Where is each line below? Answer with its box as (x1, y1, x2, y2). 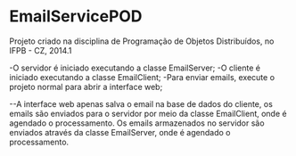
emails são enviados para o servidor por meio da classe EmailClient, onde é (9, 108, 287, 119)
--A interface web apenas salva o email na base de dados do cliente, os (9, 98, 274, 109)
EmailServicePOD (9, 6, 143, 27)
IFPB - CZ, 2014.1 (9, 45, 72, 55)
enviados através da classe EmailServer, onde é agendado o (9, 127, 231, 137)
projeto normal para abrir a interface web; (9, 81, 163, 92)
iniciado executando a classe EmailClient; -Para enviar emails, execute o (9, 71, 275, 82)
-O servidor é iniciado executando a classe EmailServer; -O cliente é (9, 62, 261, 73)
